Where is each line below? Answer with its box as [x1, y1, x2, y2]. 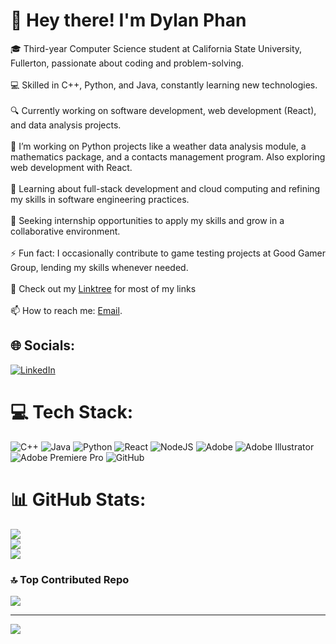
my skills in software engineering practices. [10, 193, 190, 205]
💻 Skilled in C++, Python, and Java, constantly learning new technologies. [10, 79, 318, 91]
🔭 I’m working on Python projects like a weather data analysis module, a [10, 140, 307, 152]
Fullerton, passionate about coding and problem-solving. [10, 57, 245, 69]
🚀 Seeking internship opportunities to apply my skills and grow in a [10, 214, 285, 226]
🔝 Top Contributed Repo [10, 572, 130, 586]
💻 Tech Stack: [10, 400, 134, 423]
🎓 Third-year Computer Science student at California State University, [10, 42, 303, 54]
